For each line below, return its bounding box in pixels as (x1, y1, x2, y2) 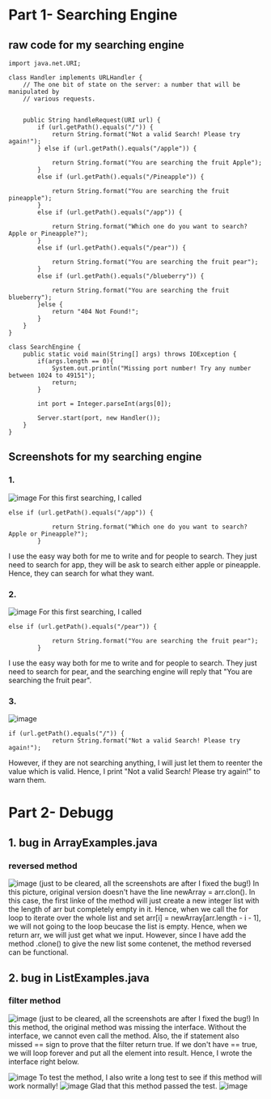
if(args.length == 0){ (37, 357, 114, 366)
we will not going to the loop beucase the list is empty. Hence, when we (8, 922, 248, 931)
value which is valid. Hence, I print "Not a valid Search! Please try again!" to (8, 767, 260, 776)
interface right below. (8, 1056, 79, 1067)
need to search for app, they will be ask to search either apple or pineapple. (8, 559, 261, 569)
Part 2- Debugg (8, 804, 114, 822)
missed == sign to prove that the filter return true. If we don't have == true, (8, 1039, 258, 1049)
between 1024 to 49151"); (8, 371, 95, 379)
